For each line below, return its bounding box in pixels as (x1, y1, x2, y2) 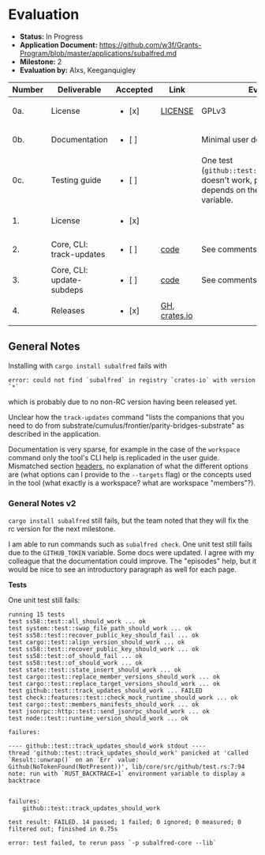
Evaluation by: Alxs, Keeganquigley (19, 65, 136, 74)
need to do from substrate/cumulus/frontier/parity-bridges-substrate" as (8, 421, 244, 430)
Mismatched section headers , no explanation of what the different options (8, 461, 248, 471)
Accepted (115, 84, 154, 95)
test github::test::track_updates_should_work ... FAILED (8, 687, 203, 695)
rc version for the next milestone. (8, 524, 116, 534)
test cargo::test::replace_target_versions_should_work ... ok (8, 680, 221, 688)
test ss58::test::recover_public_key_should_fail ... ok (8, 631, 200, 640)
